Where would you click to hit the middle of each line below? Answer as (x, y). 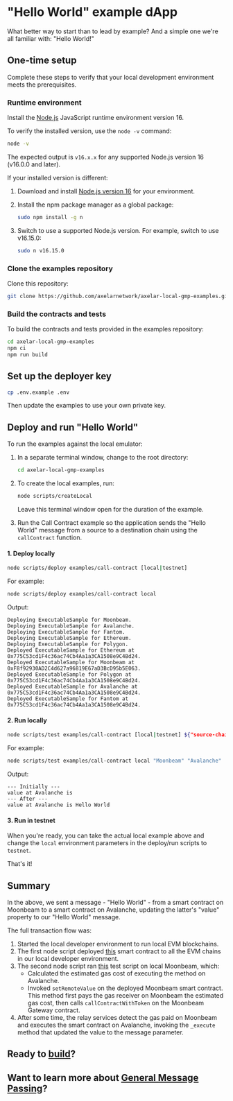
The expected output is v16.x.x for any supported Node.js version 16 (106, 157)
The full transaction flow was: (50, 930)
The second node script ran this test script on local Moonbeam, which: (118, 966)
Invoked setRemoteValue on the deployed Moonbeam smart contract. (125, 988)
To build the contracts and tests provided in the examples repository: (105, 329)
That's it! (20, 864)
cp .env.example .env (38, 392)
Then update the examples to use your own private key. (87, 406)
